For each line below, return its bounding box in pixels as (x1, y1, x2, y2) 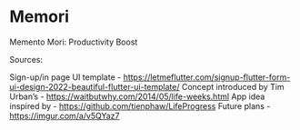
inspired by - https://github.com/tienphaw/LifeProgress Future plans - (9, 100, 271, 111)
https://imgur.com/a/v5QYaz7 (9, 110, 120, 121)
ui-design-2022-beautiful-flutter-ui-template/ (9, 81, 180, 92)
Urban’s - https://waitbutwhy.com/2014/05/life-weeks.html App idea (9, 91, 265, 102)
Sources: (9, 54, 44, 65)
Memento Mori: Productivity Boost (9, 36, 138, 47)
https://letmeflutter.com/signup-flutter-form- (123, 71, 291, 83)
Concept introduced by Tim (181, 81, 285, 92)
